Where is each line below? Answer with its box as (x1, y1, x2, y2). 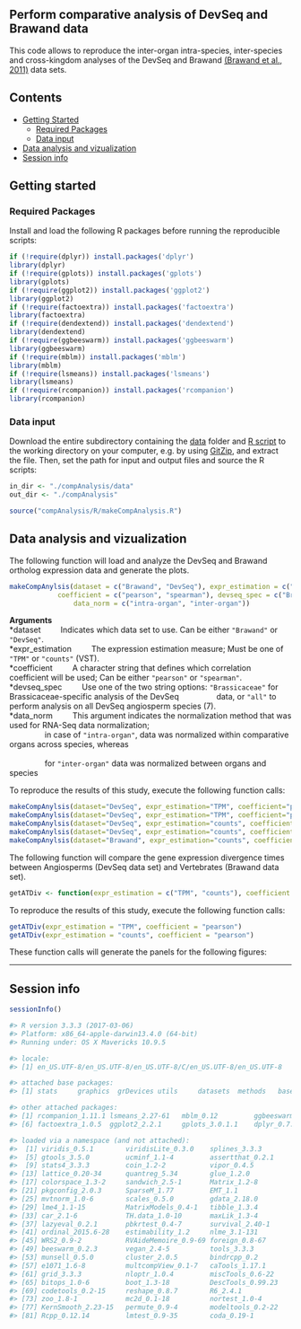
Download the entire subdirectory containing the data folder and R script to (9, 436, 287, 447)
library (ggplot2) (9, 294, 74, 304)
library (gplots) (9, 277, 70, 286)
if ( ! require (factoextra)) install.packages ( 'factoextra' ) (9, 303, 235, 312)
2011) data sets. (9, 64, 67, 75)
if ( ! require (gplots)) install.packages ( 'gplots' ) (9, 269, 202, 278)
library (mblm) (9, 361, 63, 370)
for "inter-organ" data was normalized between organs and (44, 758, 267, 769)
